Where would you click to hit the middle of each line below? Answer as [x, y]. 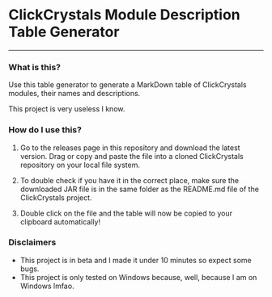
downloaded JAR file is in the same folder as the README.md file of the [139, 189]
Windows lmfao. [47, 286]
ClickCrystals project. [56, 197]
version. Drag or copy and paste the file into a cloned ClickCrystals [132, 156]
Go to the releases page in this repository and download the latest [130, 148]
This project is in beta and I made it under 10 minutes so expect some [136, 260]
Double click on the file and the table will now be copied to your [126, 213]
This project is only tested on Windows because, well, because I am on [138, 277]
